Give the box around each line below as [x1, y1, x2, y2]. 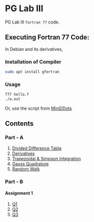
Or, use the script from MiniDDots [5, 105, 72, 111]
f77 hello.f [5, 92, 29, 97]
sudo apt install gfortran [5, 69, 60, 75]
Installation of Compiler [5, 58, 62, 65]
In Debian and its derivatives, [5, 46, 63, 52]
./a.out [5, 97, 21, 101]
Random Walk [12, 166, 40, 172]
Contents [5, 120, 34, 128]
